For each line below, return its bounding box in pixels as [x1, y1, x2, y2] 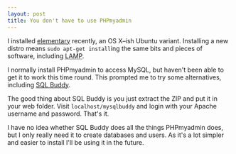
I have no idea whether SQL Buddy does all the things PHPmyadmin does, [7, 123, 224, 131]
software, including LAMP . [7, 51, 85, 60]
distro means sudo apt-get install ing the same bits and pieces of [7, 44, 203, 53]
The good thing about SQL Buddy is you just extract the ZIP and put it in [7, 94, 218, 103]
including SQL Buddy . [7, 80, 71, 89]
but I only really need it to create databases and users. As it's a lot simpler [7, 131, 224, 139]
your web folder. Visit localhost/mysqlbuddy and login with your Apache [7, 101, 217, 110]
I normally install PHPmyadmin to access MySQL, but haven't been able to [7, 65, 224, 74]
